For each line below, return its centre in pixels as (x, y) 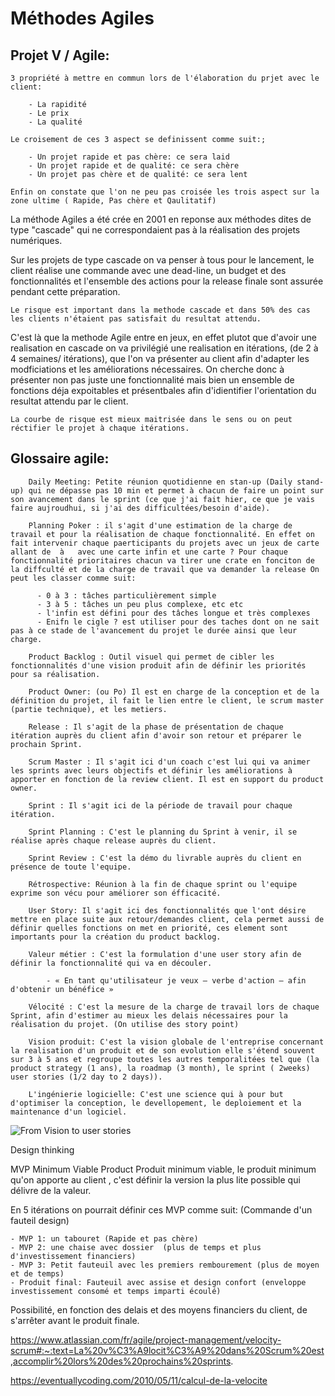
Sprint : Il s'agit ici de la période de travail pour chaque (160, 805)
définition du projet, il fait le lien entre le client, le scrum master (167, 700)
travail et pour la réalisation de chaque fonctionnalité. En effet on (162, 534)
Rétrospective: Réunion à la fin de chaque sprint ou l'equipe (163, 884)
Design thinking (42, 1149)
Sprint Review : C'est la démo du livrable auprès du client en (165, 858)
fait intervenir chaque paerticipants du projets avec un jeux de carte (165, 543)
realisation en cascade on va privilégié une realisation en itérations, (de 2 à (164, 348)
